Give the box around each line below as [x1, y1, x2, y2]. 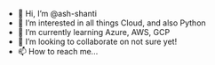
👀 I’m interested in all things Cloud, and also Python [17, 18, 206, 28]
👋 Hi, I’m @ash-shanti [17, 9, 98, 18]
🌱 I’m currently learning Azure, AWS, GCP [17, 27, 171, 37]
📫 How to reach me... [17, 47, 99, 56]
